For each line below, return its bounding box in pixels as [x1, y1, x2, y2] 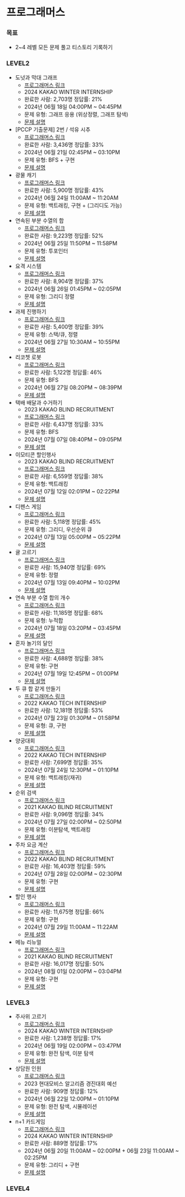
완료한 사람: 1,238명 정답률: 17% [24, 1034, 102, 1042]
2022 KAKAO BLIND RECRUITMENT [24, 855, 115, 863]
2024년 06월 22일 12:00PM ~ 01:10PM [24, 1095, 119, 1102]
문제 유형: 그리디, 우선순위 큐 [24, 526, 92, 533]
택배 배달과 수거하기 [15, 399, 62, 406]
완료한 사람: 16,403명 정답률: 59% [24, 863, 106, 870]
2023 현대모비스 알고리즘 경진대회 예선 [24, 1080, 117, 1087]
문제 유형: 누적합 [24, 617, 64, 624]
